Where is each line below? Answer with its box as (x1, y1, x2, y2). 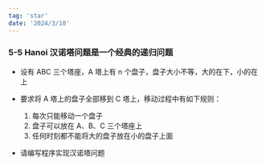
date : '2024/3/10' (8, 19, 70, 27)
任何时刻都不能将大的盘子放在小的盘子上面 (31, 131, 174, 140)
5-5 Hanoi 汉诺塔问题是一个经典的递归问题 (8, 47, 174, 58)
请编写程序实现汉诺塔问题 (19, 147, 105, 157)
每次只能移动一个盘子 (31, 111, 103, 120)
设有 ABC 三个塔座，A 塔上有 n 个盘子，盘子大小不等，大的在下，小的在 (19, 66, 259, 76)
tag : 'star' (8, 11, 48, 20)
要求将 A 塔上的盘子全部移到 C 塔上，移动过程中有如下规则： (19, 94, 222, 103)
